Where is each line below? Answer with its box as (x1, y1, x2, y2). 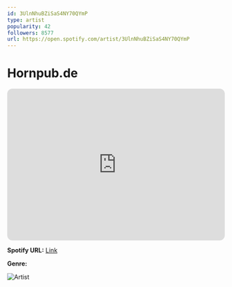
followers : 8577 (7, 29, 54, 37)
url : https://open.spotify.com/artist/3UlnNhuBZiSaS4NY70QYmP (7, 36, 190, 43)
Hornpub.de (7, 66, 78, 81)
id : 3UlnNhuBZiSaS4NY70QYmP (7, 10, 88, 17)
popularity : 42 (7, 23, 51, 30)
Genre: (7, 259, 28, 268)
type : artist (7, 17, 45, 23)
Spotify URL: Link (7, 246, 58, 255)
